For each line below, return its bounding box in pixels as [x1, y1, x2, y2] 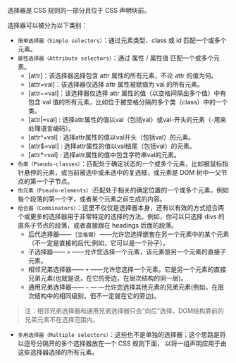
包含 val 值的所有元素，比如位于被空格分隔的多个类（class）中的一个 [27, 98, 228, 106]
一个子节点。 [36, 177, 74, 185]
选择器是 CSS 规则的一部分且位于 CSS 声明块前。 [7, 6, 151, 14]
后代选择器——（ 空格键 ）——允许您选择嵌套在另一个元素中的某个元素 [27, 230, 230, 238]
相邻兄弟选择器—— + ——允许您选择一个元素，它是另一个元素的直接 [27, 265, 227, 273]
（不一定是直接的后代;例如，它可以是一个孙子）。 [27, 239, 169, 247]
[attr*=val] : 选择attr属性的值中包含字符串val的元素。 [27, 151, 181, 159]
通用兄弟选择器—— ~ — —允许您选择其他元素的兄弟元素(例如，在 [27, 283, 218, 291]
